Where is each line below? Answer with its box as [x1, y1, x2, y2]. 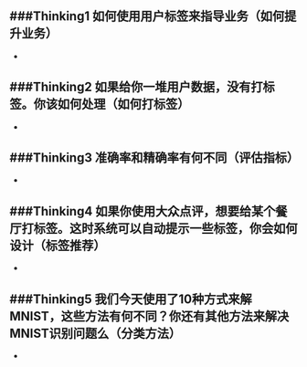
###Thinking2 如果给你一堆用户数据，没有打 [9, 79, 263, 95]
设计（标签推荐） [9, 237, 106, 253]
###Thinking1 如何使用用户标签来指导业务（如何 [9, 8, 285, 25]
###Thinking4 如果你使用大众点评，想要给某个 [9, 204, 276, 219]
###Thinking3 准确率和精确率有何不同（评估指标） [9, 150, 300, 166]
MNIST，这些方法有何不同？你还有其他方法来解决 [9, 309, 290, 324]
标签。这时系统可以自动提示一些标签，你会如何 [33, 220, 298, 236]
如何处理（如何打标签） [57, 97, 190, 112]
